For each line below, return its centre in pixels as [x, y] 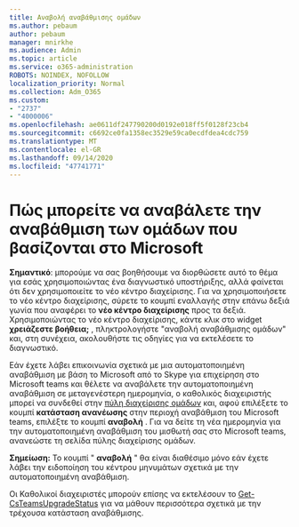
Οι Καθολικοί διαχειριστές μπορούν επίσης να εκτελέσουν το [123, 494]
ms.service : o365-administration [71, 68]
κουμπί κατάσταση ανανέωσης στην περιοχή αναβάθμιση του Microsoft [144, 412]
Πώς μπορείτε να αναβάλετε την [136, 210]
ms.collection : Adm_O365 [55, 92]
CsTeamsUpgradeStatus [54, 504]
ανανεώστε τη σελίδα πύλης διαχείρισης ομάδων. [102, 441]
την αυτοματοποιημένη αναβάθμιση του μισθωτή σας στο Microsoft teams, [148, 431]
